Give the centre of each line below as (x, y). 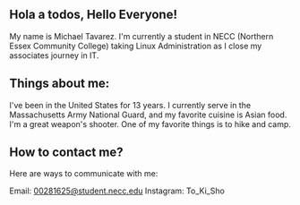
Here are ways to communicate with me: (84, 174)
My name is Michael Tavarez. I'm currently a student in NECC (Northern (141, 36)
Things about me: (60, 84)
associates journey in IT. (54, 55)
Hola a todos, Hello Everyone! (93, 15)
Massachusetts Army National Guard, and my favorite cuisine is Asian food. (148, 115)
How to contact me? (66, 153)
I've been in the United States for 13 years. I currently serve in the (130, 105)
